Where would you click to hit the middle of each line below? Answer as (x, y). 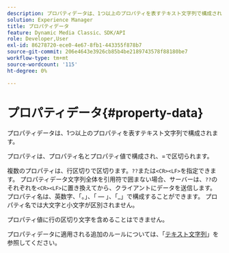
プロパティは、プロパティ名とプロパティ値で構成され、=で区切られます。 (110, 156)
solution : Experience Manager (50, 20)
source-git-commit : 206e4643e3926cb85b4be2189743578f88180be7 (97, 52)
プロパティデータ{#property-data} (105, 113)
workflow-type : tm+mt (38, 58)
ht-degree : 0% (27, 71)
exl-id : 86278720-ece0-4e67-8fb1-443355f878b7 (75, 45)
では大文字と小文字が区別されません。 (84, 205)
